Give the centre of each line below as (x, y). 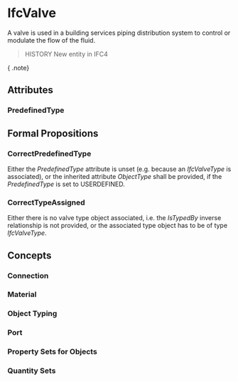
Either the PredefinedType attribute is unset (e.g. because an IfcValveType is (119, 169)
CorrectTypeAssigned (46, 202)
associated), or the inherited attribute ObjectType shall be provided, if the (115, 176)
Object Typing (32, 314)
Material (22, 295)
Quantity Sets (32, 371)
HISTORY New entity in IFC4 (66, 54)
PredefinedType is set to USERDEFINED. (66, 184)
